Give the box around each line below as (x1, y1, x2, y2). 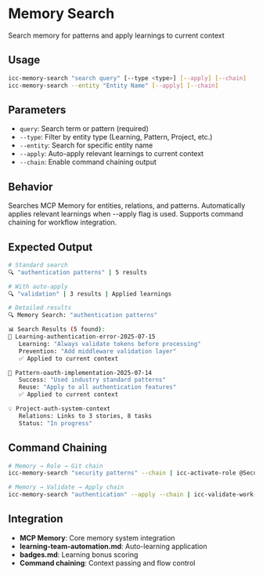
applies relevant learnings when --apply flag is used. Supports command (8, 209, 244, 219)
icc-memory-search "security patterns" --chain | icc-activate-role (8, 469, 236, 477)
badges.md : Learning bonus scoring (19, 550, 139, 559)
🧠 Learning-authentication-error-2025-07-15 (8, 333, 156, 341)
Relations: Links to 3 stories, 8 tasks (18, 412, 153, 420)
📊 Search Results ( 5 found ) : (8, 326, 106, 333)
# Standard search (8, 260, 68, 269)
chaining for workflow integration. (8, 217, 117, 227)
